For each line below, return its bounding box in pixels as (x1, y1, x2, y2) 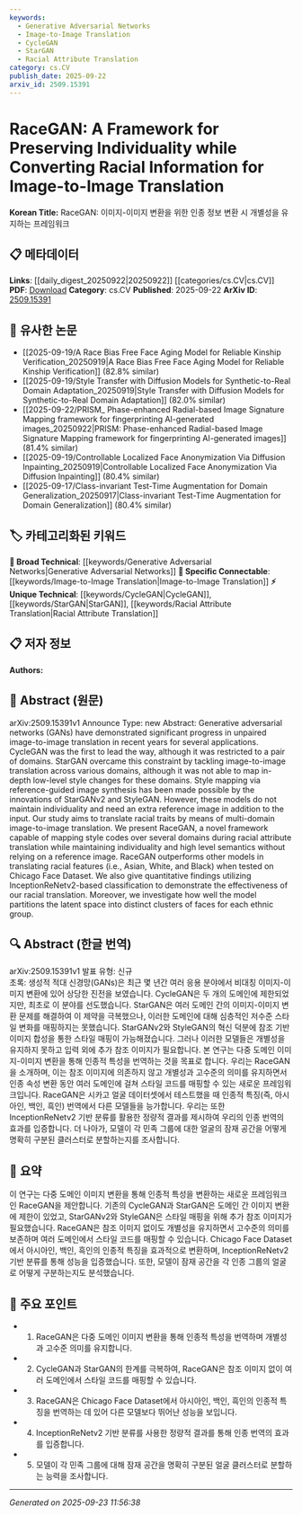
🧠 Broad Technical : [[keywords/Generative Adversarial (9, 556, 212, 567)
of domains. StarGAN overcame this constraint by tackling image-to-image (9, 756, 286, 766)
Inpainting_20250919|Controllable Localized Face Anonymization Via (22, 462, 277, 473)
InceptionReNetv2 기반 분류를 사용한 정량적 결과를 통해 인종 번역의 (35, 1428, 272, 1439)
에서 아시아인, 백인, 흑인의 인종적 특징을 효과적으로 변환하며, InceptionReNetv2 (9, 1245, 289, 1256)
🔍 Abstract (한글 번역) (9, 936, 132, 952)
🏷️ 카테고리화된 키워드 (9, 527, 127, 544)
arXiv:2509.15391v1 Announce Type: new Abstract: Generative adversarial (9, 717, 283, 728)
